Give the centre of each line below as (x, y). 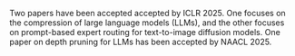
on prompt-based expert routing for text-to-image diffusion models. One (145, 32)
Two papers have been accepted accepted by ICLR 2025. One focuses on (147, 13)
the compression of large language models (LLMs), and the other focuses (147, 23)
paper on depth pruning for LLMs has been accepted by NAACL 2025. (141, 42)
